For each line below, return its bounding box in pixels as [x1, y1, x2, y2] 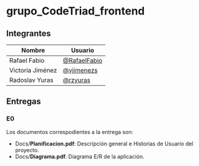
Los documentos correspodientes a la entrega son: [6, 128, 134, 135]
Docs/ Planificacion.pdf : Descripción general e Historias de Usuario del [15, 140, 194, 147]
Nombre [21, 46, 45, 54]
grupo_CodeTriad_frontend [6, 4, 145, 18]
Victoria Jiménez [9, 66, 57, 74]
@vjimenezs [62, 66, 98, 74]
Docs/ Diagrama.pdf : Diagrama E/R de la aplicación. [15, 153, 145, 160]
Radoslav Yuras [9, 76, 54, 84]
